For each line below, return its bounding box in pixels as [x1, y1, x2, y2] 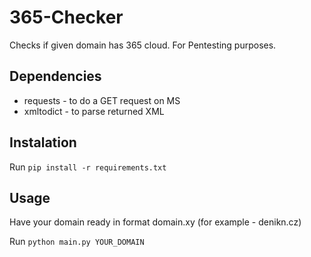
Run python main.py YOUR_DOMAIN [9, 236, 145, 248]
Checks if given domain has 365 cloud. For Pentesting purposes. [9, 39, 277, 51]
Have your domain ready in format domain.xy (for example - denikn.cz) [9, 216, 302, 228]
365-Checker [9, 6, 124, 29]
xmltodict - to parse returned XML [23, 105, 165, 117]
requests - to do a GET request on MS [23, 94, 181, 106]
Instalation [9, 134, 77, 151]
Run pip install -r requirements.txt [9, 161, 167, 173]
